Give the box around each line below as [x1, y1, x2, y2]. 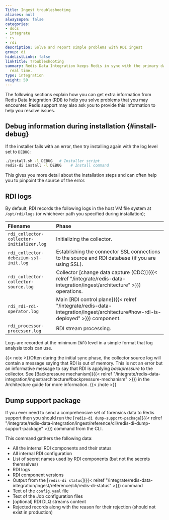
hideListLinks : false [5, 54, 51, 59]
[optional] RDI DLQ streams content [12, 498, 87, 504]
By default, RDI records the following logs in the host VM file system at [5, 205, 152, 211]
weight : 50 [5, 78, 28, 83]
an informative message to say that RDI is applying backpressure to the [5, 365, 153, 372]
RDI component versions [12, 472, 64, 478]
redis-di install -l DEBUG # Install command [5, 163, 109, 168]
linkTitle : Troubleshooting [5, 59, 64, 64]
